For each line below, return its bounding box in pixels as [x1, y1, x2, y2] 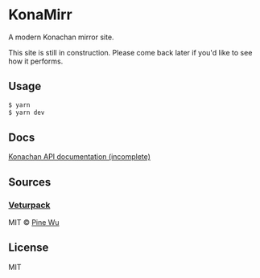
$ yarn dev [8, 108, 45, 117]
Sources [8, 175, 52, 189]
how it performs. [8, 56, 64, 66]
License [8, 241, 49, 255]
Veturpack [8, 199, 51, 211]
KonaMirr [8, 6, 72, 24]
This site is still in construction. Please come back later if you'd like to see [8, 47, 253, 57]
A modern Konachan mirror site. [8, 32, 114, 42]
